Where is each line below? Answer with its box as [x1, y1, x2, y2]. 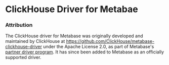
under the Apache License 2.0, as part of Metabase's [43, 44, 154, 50]
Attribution [5, 22, 33, 29]
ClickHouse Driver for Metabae [5, 4, 138, 15]
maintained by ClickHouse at [5, 38, 65, 44]
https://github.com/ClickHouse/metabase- [66, 38, 155, 44]
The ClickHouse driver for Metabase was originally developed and [5, 33, 143, 39]
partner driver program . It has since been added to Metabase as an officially [5, 49, 164, 55]
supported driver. [5, 54, 41, 60]
